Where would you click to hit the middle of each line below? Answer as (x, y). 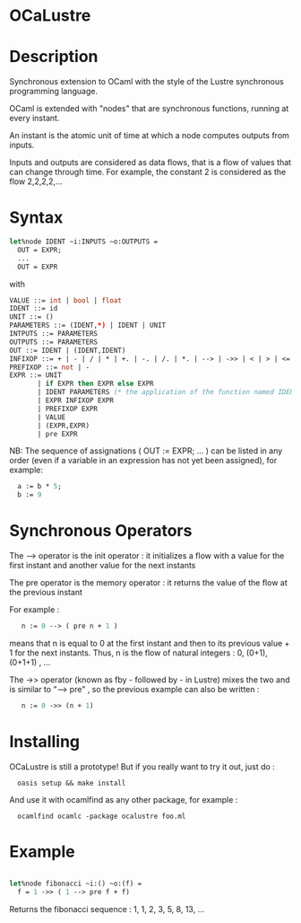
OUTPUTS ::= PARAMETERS (54, 342)
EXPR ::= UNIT (36, 375)
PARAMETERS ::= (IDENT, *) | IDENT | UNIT (88, 325)
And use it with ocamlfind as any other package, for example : (124, 799)
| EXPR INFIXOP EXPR (76, 400)
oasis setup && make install (72, 783)
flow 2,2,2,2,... (36, 181)
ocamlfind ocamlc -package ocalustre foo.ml (102, 816)
